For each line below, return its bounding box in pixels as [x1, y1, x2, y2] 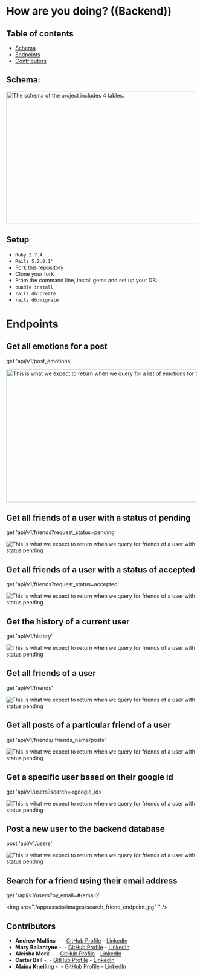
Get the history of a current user [6, 617, 130, 627]
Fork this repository [14, 264, 64, 271]
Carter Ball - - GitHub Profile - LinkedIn [14, 956, 115, 963]
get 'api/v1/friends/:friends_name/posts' [6, 736, 106, 743]
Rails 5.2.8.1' [14, 258, 54, 264]
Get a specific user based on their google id [6, 772, 174, 783]
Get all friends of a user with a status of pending [6, 513, 192, 523]
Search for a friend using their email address [6, 875, 178, 886]
